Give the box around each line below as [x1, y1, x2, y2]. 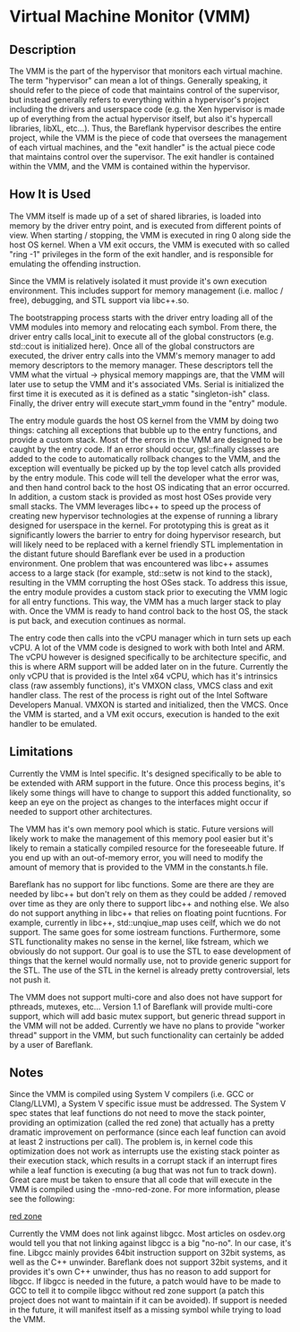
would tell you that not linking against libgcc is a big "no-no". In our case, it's [9, 1238, 292, 1249]
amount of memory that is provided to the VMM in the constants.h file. [9, 861, 269, 872]
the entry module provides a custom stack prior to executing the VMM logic [9, 586, 288, 597]
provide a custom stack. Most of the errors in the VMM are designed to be [9, 434, 283, 445]
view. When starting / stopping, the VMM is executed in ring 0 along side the [9, 229, 291, 240]
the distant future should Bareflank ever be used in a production [9, 549, 245, 559]
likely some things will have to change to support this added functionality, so [9, 787, 292, 798]
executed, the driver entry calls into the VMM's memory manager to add [9, 350, 276, 360]
